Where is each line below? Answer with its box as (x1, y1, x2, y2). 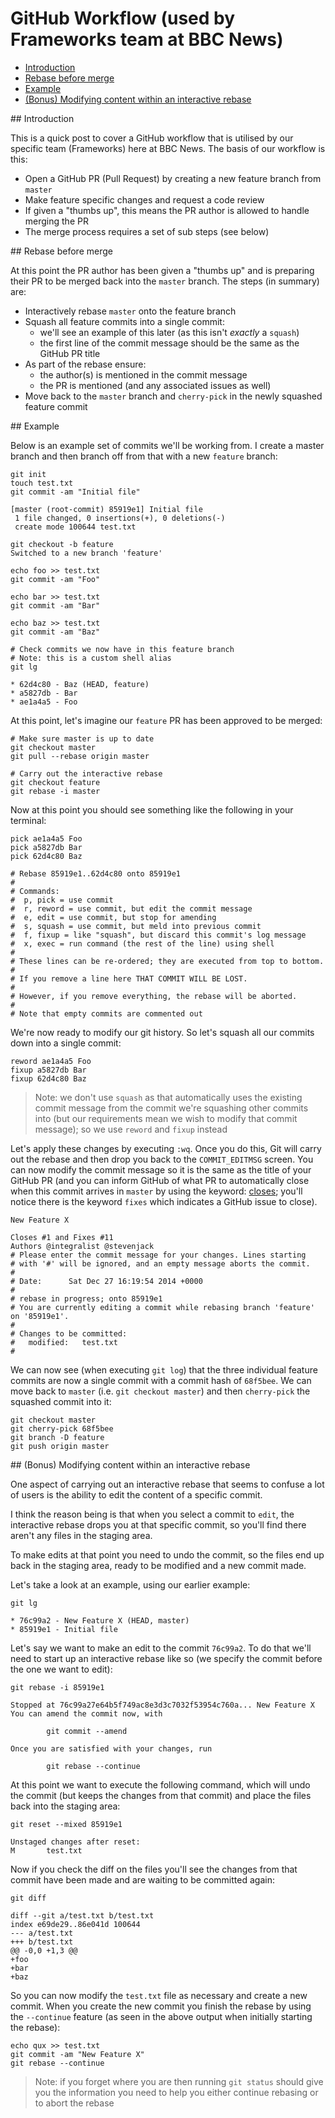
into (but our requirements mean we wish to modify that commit (34, 1112, 298, 1124)
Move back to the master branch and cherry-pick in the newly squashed (24, 390, 323, 402)
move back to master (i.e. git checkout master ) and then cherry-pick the (10, 1385, 311, 1397)
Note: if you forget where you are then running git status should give (34, 2075, 324, 2087)
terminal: (10, 814, 47, 826)
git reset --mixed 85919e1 (10, 1819, 123, 1829)
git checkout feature (10, 777, 101, 787)
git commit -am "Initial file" (10, 487, 141, 497)
